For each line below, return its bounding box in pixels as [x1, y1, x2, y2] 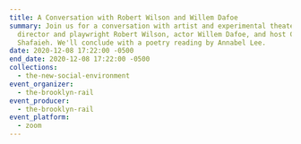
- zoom [17, 122, 42, 131]
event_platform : [9, 113, 70, 122]
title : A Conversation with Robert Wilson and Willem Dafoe [9, 13, 239, 22]
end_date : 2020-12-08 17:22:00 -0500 [9, 55, 150, 64]
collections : [9, 64, 58, 72]
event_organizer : [9, 80, 74, 89]
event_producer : [9, 96, 70, 106]
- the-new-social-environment [17, 72, 130, 80]
